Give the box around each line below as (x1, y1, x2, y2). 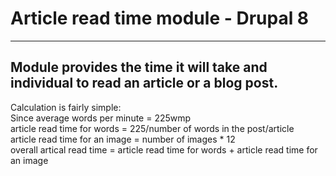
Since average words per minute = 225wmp (10, 112, 192, 124)
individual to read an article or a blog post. (10, 75, 279, 92)
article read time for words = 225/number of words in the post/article (10, 122, 295, 134)
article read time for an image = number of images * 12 (10, 133, 236, 145)
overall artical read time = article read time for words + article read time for (10, 143, 318, 156)
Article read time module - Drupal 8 (10, 7, 310, 30)
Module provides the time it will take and (10, 59, 268, 76)
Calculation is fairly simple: (10, 101, 122, 113)
